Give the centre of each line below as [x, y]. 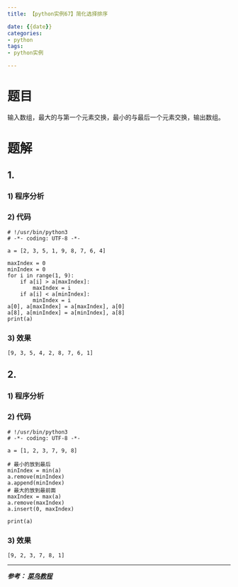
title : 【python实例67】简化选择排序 [58, 14]
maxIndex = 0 [27, 263]
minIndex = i [52, 300]
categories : [25, 33]
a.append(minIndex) [36, 483]
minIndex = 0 [27, 269]
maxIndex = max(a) [34, 496]
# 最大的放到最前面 [32, 490]
